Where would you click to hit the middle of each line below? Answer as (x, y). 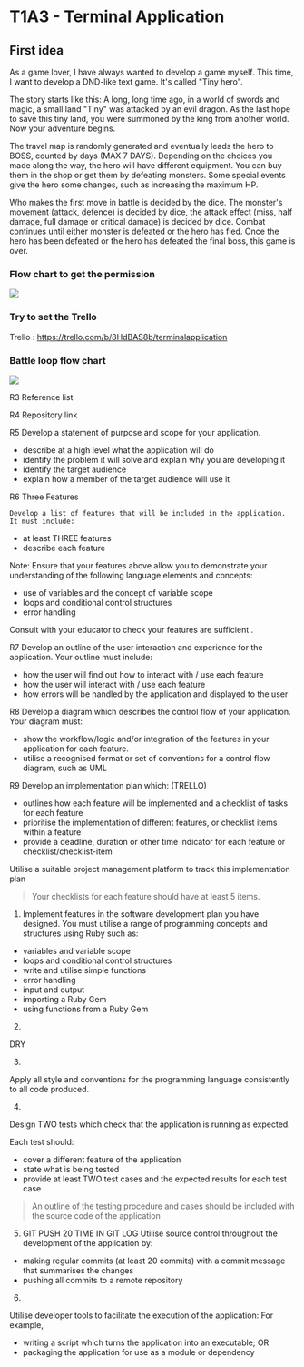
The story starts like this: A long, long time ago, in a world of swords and (145, 99)
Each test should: (42, 1141)
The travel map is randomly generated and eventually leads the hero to (142, 146)
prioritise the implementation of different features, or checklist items (150, 822)
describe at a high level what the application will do (118, 450)
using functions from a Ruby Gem (85, 1009)
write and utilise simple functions (84, 970)
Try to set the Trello (53, 317)
